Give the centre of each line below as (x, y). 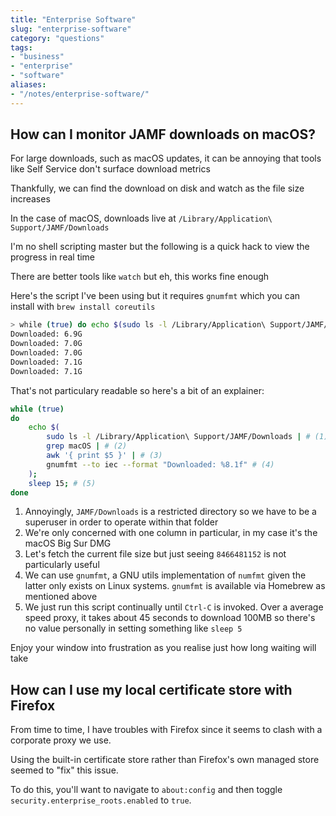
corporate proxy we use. (61, 740)
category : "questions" (57, 38)
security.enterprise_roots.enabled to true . (101, 800)
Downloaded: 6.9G (46, 334)
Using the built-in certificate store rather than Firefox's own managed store (165, 760)
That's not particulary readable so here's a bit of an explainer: (137, 390)
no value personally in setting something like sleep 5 (133, 628)
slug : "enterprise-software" (71, 29)
